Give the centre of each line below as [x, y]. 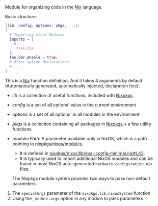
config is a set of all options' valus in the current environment [74, 104]
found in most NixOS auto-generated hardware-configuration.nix [86, 163]
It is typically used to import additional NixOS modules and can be [86, 158]
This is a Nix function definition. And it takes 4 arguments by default [74, 80]
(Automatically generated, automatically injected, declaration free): [73, 86]
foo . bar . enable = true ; [34, 58]
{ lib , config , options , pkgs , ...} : [42, 26]
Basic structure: [21, 16]
